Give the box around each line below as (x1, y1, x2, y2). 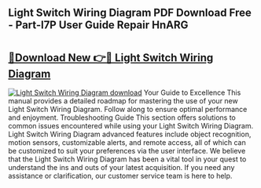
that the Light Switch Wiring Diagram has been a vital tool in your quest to (8, 154, 247, 164)
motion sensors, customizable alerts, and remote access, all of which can (8, 138, 246, 147)
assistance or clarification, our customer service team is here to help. (8, 172, 233, 180)
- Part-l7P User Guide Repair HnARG (8, 19, 189, 32)
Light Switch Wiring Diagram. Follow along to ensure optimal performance (8, 105, 248, 114)
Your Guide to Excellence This (143, 88, 241, 97)
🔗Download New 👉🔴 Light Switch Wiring (8, 51, 214, 64)
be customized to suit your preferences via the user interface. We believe (8, 146, 246, 155)
